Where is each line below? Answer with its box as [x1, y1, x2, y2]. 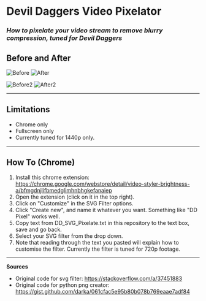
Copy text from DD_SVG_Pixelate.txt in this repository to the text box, [15, 219, 190, 226]
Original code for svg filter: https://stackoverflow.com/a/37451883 [15, 275, 183, 282]
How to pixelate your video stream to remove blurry [6, 26, 163, 35]
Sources [6, 262, 29, 270]
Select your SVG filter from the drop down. [15, 232, 123, 240]
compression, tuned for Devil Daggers [6, 34, 123, 42]
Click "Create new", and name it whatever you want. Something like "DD [15, 206, 198, 213]
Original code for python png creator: [15, 281, 110, 289]
